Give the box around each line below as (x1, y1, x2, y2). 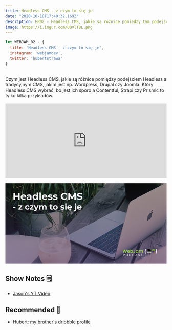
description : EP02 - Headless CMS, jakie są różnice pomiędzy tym (5, 19, 150, 24)
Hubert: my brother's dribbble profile (12, 319, 91, 325)
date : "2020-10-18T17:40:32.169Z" (5, 13, 79, 19)
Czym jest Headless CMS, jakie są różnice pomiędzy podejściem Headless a (5, 76, 167, 82)
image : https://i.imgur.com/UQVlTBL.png (5, 25, 93, 30)
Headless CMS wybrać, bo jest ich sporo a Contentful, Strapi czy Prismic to (5, 87, 165, 93)
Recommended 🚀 (5, 305, 61, 314)
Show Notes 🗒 (5, 274, 52, 283)
